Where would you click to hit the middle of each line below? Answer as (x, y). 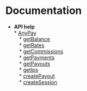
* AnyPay (25, 32)
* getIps (28, 70)
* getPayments (37, 57)
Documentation (44, 11)
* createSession (38, 82)
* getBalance (35, 39)
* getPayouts (35, 63)
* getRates (32, 45)
